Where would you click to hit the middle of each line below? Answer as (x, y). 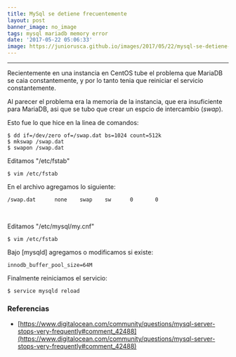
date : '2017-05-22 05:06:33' (50, 40)
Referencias (28, 309)
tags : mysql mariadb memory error (58, 33)
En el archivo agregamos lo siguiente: (61, 187)
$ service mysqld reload (44, 291)
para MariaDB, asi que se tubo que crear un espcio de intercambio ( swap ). (115, 109)
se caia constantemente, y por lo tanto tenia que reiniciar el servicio (105, 80)
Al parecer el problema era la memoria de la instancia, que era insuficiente (115, 102)
